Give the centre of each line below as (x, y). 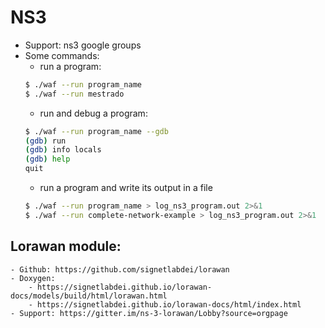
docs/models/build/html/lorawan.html (89, 296)
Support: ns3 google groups (83, 45)
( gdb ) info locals (63, 150)
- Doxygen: (33, 278)
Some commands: (62, 55)
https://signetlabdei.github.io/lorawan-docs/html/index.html (169, 304)
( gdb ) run (45, 141)
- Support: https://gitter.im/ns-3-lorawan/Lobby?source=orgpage (149, 313)
